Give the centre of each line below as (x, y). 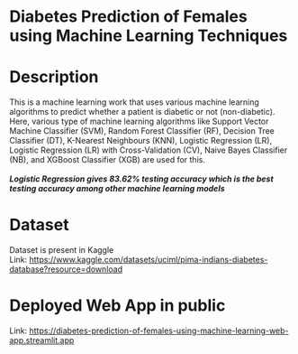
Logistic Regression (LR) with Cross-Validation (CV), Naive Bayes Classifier (149, 150)
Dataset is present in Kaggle (62, 250)
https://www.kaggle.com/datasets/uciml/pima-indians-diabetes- (149, 260)
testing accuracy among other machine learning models (117, 189)
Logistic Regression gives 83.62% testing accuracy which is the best (142, 179)
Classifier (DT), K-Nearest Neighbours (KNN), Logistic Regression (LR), (141, 141)
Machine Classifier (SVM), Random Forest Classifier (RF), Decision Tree (142, 131)
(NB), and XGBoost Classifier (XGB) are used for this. (107, 160)
